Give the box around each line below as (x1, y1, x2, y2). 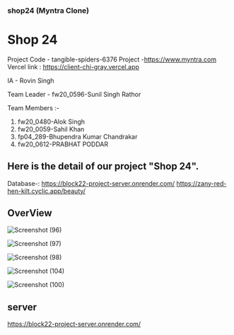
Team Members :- (7, 103, 60, 112)
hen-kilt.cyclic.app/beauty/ (7, 187, 86, 195)
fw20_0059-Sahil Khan (17, 124, 85, 133)
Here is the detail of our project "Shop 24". (7, 160, 199, 172)
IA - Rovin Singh (7, 76, 54, 85)
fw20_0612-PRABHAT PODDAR (17, 140, 108, 148)
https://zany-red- (176, 179, 227, 187)
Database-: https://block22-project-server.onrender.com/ (7, 179, 175, 187)
